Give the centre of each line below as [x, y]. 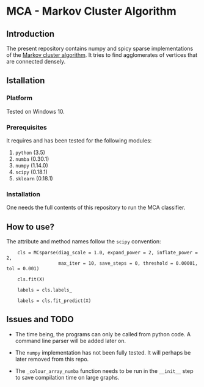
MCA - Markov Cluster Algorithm [92, 11]
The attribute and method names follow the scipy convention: [84, 241]
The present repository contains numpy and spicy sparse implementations [100, 48]
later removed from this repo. [52, 359]
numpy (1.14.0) [32, 165]
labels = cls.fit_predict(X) [54, 301]
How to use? [31, 227]
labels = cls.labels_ [45, 290]
